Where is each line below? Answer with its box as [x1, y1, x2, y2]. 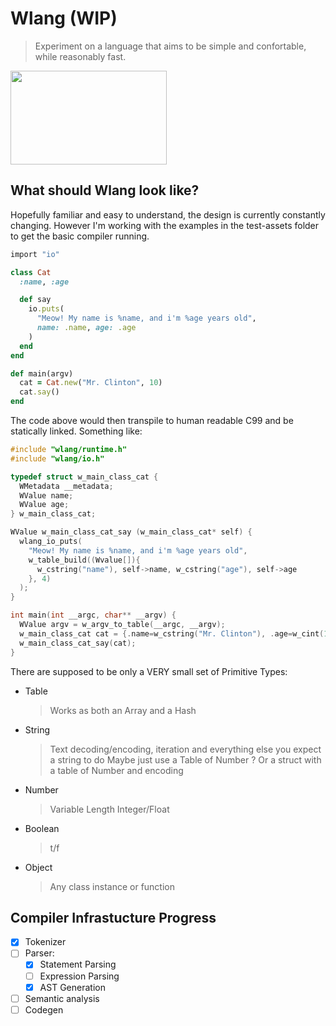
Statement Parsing [39, 958, 117, 971]
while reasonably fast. [34, 50, 127, 62]
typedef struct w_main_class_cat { [10, 472, 159, 482]
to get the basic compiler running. [10, 230, 150, 242]
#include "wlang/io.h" [10, 453, 105, 464]
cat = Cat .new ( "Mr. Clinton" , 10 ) [19, 378, 163, 388]
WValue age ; [19, 500, 70, 510]
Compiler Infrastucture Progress [10, 909, 217, 926]
